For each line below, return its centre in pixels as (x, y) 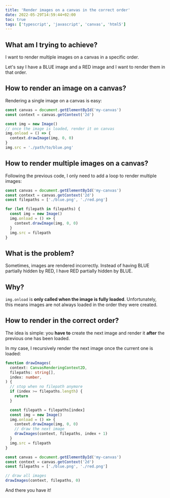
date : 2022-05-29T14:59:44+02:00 (41, 15)
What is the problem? (40, 253)
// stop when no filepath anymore (46, 387)
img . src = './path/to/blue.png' (39, 148)
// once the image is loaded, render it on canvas (60, 129)
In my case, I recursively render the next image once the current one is (79, 348)
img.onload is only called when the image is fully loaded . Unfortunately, (81, 299)
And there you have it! (28, 490)
